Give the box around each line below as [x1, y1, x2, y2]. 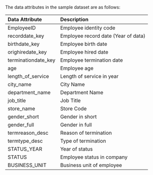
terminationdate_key [7, 57, 56, 64]
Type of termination [60, 138, 106, 144]
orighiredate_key [7, 49, 47, 55]
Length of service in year [60, 73, 119, 80]
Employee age [60, 65, 94, 72]
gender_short [7, 113, 39, 120]
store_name [7, 105, 35, 112]
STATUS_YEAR [7, 146, 42, 152]
